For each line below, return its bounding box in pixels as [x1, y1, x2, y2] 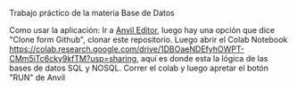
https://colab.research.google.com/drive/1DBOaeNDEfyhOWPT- [9, 44, 245, 54]
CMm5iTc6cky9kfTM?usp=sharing [9, 53, 137, 63]
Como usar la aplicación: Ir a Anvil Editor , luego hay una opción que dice [9, 25, 275, 35]
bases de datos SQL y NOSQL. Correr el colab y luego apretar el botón [9, 62, 269, 73]
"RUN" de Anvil [9, 72, 66, 83]
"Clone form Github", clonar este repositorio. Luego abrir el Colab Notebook [9, 35, 288, 45]
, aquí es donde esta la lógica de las [136, 53, 268, 63]
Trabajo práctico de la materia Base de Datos [9, 8, 176, 18]
